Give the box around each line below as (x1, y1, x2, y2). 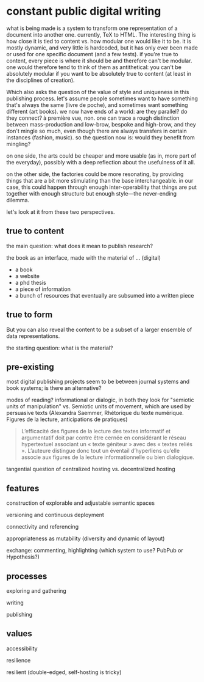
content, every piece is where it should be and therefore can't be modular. (6, 57, 192, 64)
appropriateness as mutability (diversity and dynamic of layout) (6, 535, 165, 542)
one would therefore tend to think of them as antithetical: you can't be (6, 63, 181, 71)
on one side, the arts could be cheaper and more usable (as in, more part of (6, 152, 197, 159)
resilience (6, 656, 31, 664)
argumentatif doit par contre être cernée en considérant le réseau (21, 434, 186, 441)
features (6, 483, 40, 493)
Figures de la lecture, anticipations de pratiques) (6, 416, 128, 423)
